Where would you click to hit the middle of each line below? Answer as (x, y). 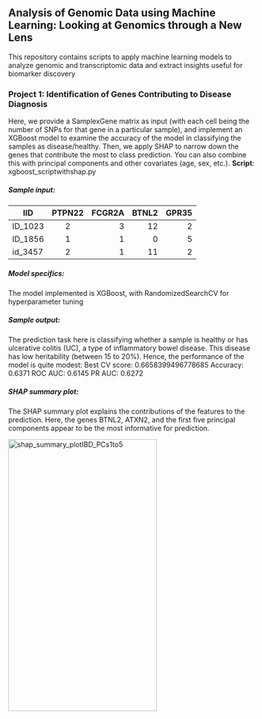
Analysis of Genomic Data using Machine (112, 13)
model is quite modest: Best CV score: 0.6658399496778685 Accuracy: (126, 365)
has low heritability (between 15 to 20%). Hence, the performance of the (126, 357)
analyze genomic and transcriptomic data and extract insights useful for (125, 65)
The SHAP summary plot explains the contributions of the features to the (127, 411)
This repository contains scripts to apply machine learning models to (120, 57)
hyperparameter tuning (46, 302)
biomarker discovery (42, 74)
